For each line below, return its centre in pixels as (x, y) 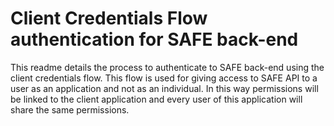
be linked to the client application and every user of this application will (156, 99)
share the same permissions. (70, 109)
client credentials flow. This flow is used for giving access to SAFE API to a (164, 78)
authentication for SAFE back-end (154, 39)
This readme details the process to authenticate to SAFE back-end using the (167, 67)
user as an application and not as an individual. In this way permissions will (164, 88)
